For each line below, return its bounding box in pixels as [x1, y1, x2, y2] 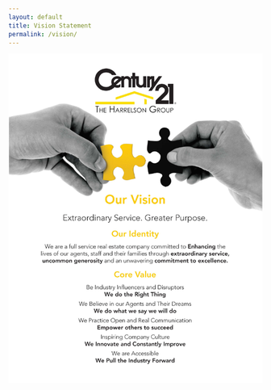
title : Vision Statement [8, 21, 92, 30]
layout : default [8, 13, 63, 21]
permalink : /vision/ [8, 30, 78, 38]
